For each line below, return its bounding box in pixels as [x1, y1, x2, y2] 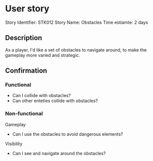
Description [5, 34, 42, 42]
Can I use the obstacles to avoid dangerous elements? [12, 131, 123, 137]
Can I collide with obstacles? [12, 93, 71, 99]
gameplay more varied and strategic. [5, 52, 80, 58]
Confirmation [5, 66, 48, 75]
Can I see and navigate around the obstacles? [12, 150, 106, 156]
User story [5, 3, 50, 14]
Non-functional [5, 110, 43, 117]
